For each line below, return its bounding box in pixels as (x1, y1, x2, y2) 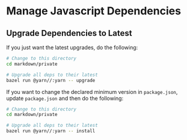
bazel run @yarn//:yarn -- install (6, 128, 96, 134)
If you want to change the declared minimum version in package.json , (6, 88, 178, 95)
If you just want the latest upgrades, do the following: (6, 44, 138, 51)
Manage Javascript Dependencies (6, 4, 182, 18)
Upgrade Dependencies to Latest (6, 28, 132, 38)
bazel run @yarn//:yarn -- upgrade (6, 77, 96, 83)
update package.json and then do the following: (6, 95, 124, 102)
